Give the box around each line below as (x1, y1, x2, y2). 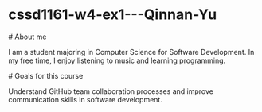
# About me (8, 32, 47, 41)
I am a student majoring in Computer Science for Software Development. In (8, 47, 255, 56)
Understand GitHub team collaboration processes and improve (8, 86, 213, 96)
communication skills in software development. (8, 95, 163, 104)
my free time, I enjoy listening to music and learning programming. (8, 56, 226, 65)
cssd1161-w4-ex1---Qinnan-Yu (8, 6, 217, 24)
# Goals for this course (8, 71, 84, 80)
